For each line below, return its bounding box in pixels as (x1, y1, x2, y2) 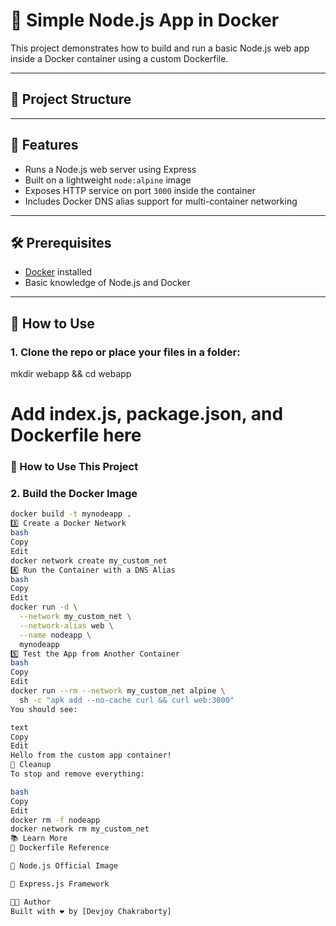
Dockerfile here (10, 424, 142, 447)
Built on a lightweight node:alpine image (24, 174, 192, 186)
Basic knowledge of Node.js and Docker (24, 277, 191, 289)
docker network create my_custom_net (10, 555, 168, 566)
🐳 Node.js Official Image (10, 861, 118, 871)
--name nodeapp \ (19, 630, 92, 640)
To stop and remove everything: (10, 769, 145, 779)
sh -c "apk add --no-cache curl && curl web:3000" (19, 695, 235, 705)
